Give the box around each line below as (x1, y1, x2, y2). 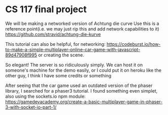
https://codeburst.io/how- (106, 41, 161, 47)
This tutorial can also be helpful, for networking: (5, 41, 106, 47)
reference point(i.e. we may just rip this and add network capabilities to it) (5, 25, 160, 32)
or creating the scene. (38, 52, 85, 58)
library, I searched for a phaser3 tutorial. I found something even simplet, (5, 88, 158, 94)
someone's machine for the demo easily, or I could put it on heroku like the (5, 67, 161, 73)
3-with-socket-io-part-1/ (5, 104, 57, 110)
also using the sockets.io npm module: (5, 93, 86, 99)
